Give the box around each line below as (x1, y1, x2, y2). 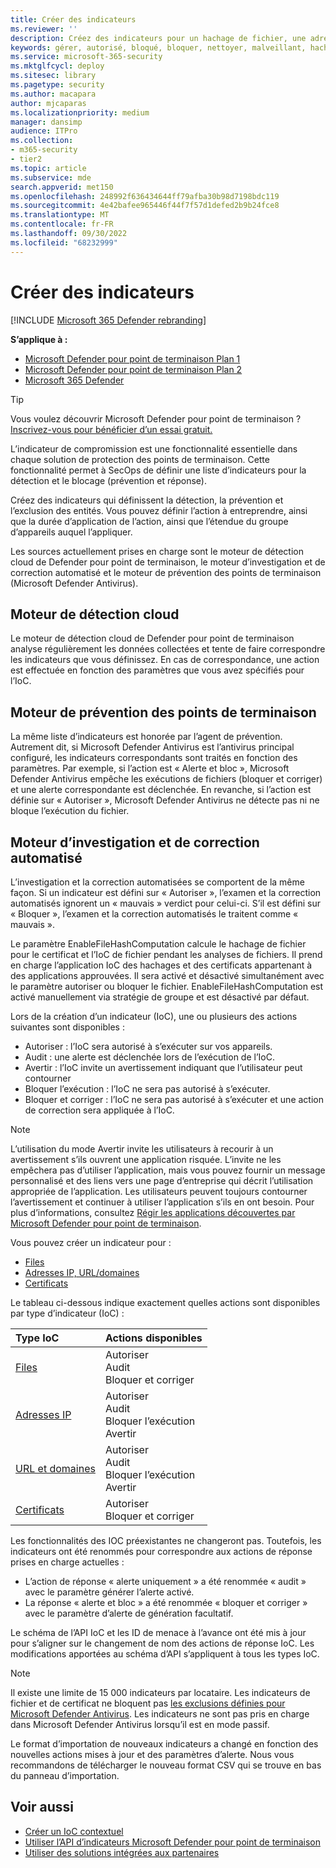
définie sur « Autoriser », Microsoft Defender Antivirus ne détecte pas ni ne (10, 794, 320, 806)
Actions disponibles (104, 1331, 203, 1345)
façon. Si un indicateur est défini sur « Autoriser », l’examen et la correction (10, 887, 322, 898)
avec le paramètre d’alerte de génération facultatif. (24, 1607, 234, 1619)
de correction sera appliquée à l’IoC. (24, 1104, 175, 1116)
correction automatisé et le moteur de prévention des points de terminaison (10, 566, 322, 578)
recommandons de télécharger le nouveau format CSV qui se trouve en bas (10, 1759, 322, 1771)
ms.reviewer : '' (10, 24, 78, 34)
